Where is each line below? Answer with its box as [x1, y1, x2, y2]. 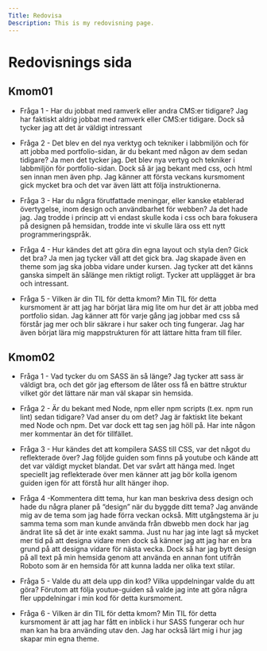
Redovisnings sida [8, 53, 133, 71]
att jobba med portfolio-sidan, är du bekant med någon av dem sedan [19, 146, 248, 156]
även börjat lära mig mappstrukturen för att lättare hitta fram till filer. [19, 327, 242, 337]
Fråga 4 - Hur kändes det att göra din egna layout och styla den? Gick [19, 245, 249, 254]
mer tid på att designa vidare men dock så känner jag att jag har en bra [19, 536, 253, 545]
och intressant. [19, 279, 69, 288]
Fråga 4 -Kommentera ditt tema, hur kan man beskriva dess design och [19, 494, 253, 503]
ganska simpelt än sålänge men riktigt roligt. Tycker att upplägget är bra [19, 270, 256, 279]
